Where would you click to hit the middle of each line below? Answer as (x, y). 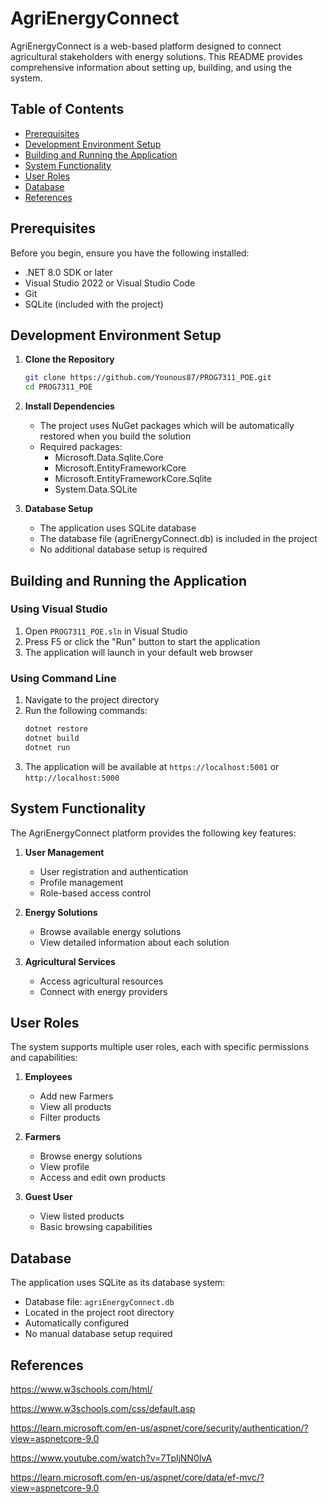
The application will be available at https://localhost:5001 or (152, 766)
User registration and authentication (114, 871)
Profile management (81, 882)
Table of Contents (67, 109)
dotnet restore (56, 729)
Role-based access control (95, 893)
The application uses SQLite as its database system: (118, 1283)
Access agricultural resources (101, 981)
